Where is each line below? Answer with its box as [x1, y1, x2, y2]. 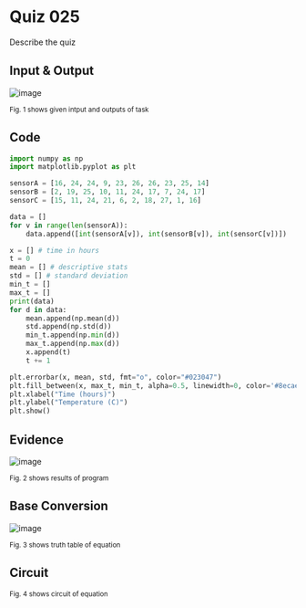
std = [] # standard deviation [9, 271, 128, 280]
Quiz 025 [9, 6, 80, 27]
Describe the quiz [9, 37, 76, 47]
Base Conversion [9, 498, 109, 514]
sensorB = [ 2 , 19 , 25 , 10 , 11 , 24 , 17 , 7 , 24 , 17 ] [9, 187, 206, 197]
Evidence [9, 432, 64, 447]
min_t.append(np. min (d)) [25, 330, 120, 340]
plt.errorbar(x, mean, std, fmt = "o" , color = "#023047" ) [9, 372, 222, 382]
